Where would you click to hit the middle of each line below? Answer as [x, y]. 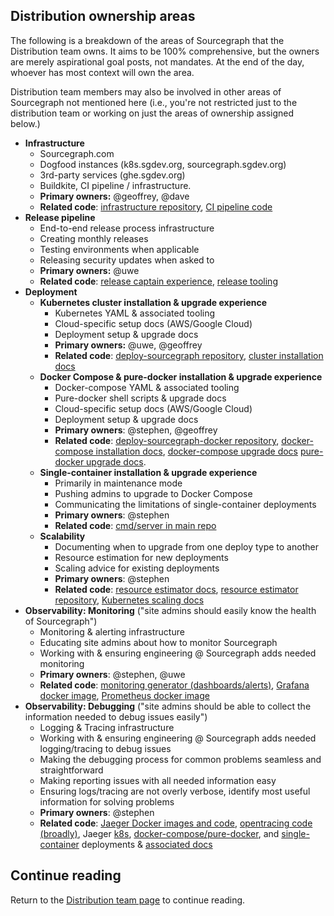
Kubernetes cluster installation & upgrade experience [153, 302]
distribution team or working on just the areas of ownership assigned [152, 113]
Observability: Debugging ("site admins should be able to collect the [168, 706]
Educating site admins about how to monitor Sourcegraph [158, 642]
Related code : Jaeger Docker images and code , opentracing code [176, 823]
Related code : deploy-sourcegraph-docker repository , [167, 440]
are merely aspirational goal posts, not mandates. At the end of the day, [157, 61]
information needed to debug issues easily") [116, 716]
